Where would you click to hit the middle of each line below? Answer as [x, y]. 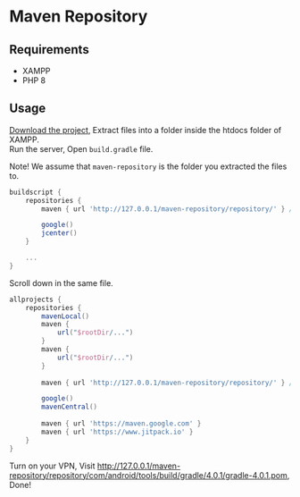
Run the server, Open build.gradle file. [81, 148]
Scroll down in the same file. [61, 282]
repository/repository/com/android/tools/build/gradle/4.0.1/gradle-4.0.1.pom [148, 475]
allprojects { [36, 299]
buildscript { [36, 192]
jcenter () [59, 233]
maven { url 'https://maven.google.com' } [121, 424]
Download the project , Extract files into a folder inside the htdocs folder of [146, 130]
